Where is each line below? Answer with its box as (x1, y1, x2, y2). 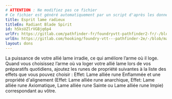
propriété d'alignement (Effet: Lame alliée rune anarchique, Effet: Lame (5, 76, 155, 83)
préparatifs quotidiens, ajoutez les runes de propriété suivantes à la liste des (5, 66, 166, 72)
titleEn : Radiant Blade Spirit (5, 22, 72, 27)
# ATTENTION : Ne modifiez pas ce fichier (5, 7, 97, 13)
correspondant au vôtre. (5, 88, 56, 94)
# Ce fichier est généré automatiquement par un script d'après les (5, 12, 155, 17)
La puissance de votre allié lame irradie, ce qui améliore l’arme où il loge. (5, 55, 159, 61)
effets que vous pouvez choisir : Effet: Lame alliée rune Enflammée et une (5, 71, 161, 77)
